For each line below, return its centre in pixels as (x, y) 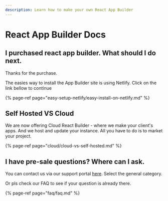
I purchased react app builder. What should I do (81, 53)
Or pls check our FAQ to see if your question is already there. (68, 183)
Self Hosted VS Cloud (40, 114)
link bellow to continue (28, 88)
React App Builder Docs (56, 34)
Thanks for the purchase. (31, 73)
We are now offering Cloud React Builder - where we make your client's (79, 125)
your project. (18, 136)
